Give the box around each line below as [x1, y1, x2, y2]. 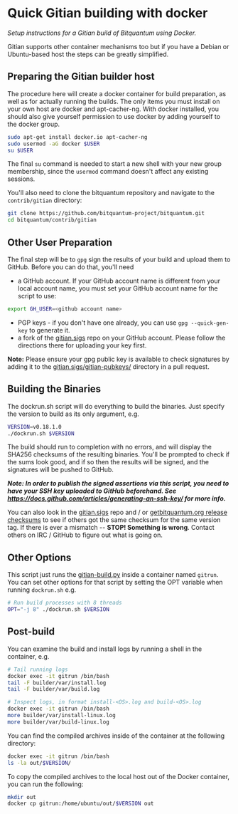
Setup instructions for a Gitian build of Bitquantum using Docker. [7, 28, 197, 37]
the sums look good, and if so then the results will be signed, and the [7, 458, 210, 466]
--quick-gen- [190, 319, 229, 327]
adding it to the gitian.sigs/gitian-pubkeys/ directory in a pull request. [7, 362, 210, 371]
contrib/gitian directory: [7, 196, 82, 204]
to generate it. [29, 325, 70, 334]
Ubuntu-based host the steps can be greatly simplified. [7, 50, 169, 58]
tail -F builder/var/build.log [7, 686, 100, 693]
